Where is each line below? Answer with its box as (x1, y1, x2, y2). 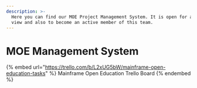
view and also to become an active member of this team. (11, 19, 154, 25)
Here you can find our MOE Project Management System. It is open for (11, 14, 188, 20)
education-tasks (6, 70, 46, 77)
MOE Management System (6, 44, 139, 58)
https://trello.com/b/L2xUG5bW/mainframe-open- (45, 64, 166, 71)
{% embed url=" (6, 64, 46, 71)
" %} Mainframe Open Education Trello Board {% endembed (45, 70, 191, 77)
